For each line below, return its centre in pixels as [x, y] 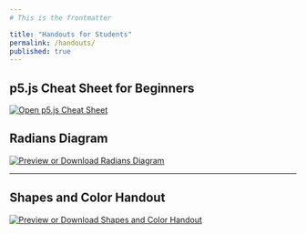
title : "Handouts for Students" [71, 34]
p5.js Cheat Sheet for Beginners [102, 88]
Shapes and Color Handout [87, 198]
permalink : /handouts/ [52, 43]
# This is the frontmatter [61, 18]
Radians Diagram [59, 139]
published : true [40, 51]
